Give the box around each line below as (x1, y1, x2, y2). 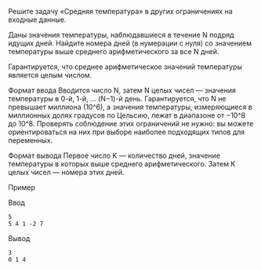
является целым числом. (8, 71, 92, 79)
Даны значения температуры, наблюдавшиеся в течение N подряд (8, 31, 234, 39)
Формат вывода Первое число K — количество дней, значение (8, 151, 221, 160)
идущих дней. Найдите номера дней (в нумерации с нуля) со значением (8, 38, 252, 48)
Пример (8, 183, 35, 192)
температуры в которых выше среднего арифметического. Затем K (8, 159, 236, 168)
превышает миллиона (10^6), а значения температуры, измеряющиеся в (8, 102, 252, 111)
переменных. (8, 136, 53, 144)
